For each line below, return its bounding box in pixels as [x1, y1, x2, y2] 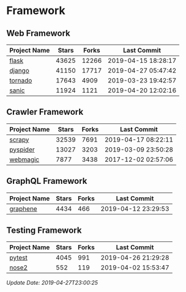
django [9, 67, 29, 75]
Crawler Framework [6, 107, 84, 117]
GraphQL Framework [6, 176, 87, 186]
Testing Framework [6, 225, 82, 236]
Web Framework [6, 28, 70, 38]
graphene [9, 204, 38, 213]
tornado [9, 76, 32, 84]
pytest [9, 254, 28, 262]
